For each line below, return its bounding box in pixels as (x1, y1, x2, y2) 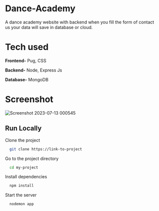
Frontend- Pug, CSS (5, 57, 47, 64)
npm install (9, 183, 34, 188)
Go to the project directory (5, 155, 59, 162)
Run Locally (5, 124, 42, 133)
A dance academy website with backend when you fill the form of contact (5, 19, 155, 25)
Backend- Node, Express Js (5, 67, 62, 73)
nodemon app (9, 202, 34, 207)
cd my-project (9, 165, 38, 170)
